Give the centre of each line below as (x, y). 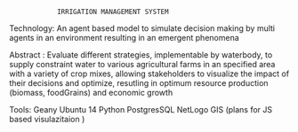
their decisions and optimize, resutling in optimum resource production (139, 83)
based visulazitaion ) (47, 119)
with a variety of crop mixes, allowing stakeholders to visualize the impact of (149, 74)
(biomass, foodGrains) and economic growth (91, 93)
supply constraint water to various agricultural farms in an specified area (142, 64)
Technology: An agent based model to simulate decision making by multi (142, 28)
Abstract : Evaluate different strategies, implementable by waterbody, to (141, 55)
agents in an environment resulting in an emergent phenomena (125, 38)
